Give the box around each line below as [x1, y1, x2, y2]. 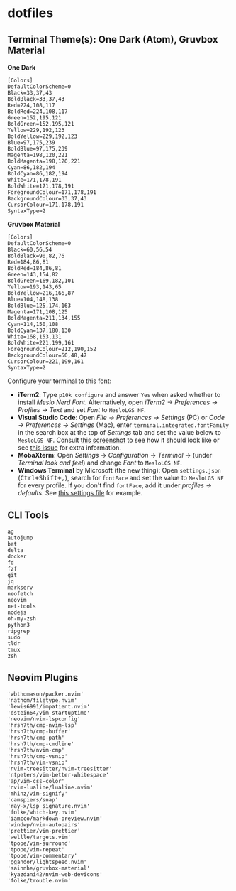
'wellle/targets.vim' [7, 833, 72, 841]
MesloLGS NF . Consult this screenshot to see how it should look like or [17, 436, 220, 444]
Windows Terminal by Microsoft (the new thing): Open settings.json [17, 466, 221, 474]
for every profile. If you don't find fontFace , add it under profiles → [17, 481, 212, 490]
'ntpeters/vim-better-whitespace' [7, 771, 110, 779]
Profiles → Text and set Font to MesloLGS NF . [17, 406, 147, 414]
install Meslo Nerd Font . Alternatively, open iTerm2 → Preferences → [17, 398, 218, 406]
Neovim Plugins [7, 671, 79, 684]
